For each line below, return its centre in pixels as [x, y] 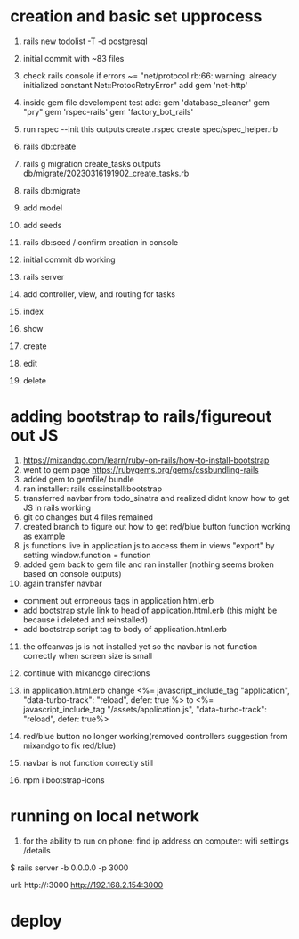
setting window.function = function [87, 555]
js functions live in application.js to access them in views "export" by [149, 545]
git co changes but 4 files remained [88, 517]
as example [44, 536]
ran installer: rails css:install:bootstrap [93, 489]
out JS [34, 436]
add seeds [42, 225]
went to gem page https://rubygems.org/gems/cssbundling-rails [141, 469]
